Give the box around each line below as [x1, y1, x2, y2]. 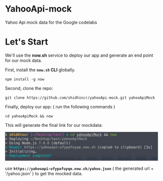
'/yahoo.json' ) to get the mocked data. [5, 170, 83, 176]
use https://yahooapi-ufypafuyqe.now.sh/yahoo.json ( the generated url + [5, 166, 154, 171]
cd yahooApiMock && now [5, 114, 53, 119]
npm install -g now [5, 76, 45, 82]
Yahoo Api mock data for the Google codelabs [5, 19, 98, 25]
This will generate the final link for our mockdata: [5, 122, 103, 128]
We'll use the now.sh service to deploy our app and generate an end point [5, 52, 154, 58]
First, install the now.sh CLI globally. [5, 67, 76, 73]
